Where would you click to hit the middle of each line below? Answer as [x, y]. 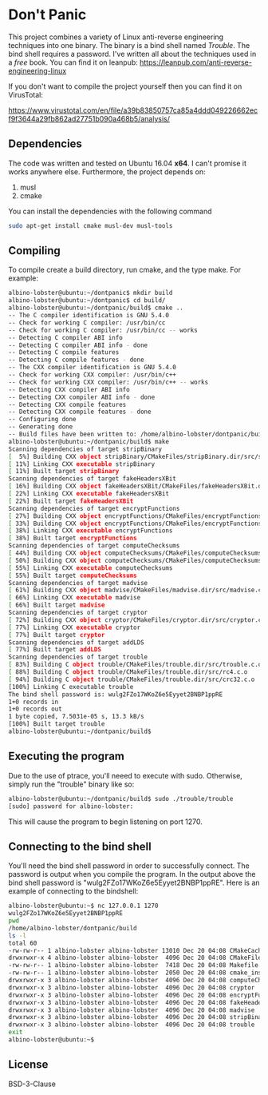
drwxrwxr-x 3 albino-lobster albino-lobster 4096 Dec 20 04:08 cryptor [132, 987]
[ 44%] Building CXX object [55, 553]
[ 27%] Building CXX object [55, 516]
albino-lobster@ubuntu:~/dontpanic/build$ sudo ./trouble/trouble [121, 798]
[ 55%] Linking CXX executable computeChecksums [91, 568]
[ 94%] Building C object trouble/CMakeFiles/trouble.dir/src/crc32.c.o [132, 679]
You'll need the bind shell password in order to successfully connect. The [129, 866]
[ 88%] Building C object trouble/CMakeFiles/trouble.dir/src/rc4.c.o [128, 672]
